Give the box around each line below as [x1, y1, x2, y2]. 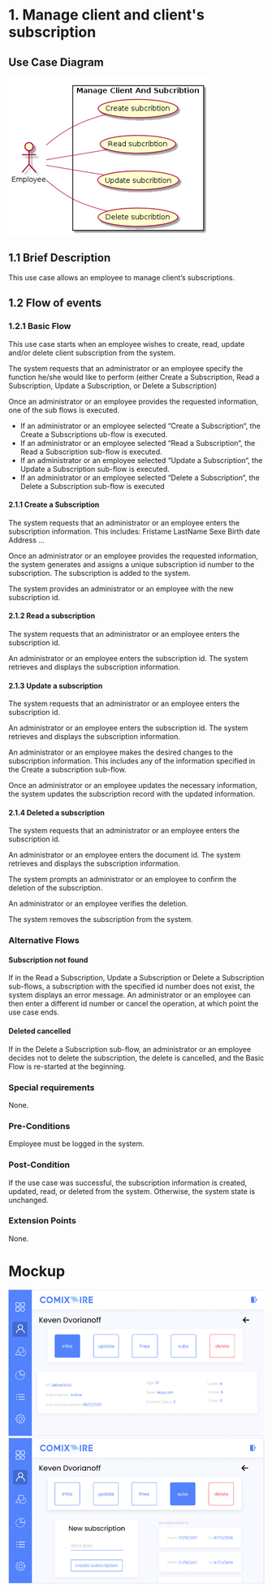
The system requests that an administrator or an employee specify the [8, 363, 244, 373]
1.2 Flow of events [8, 296, 102, 310]
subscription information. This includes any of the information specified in [8, 756, 256, 766]
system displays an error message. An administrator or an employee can [8, 990, 251, 1000]
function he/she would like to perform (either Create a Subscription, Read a [8, 372, 260, 382]
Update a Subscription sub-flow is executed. [19, 464, 171, 474]
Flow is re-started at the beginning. [8, 1062, 126, 1071]
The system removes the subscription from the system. [8, 915, 193, 924]
